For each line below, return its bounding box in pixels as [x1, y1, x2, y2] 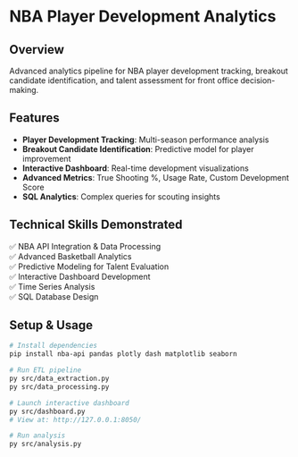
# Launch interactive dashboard [9, 398, 129, 408]
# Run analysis [9, 431, 66, 440]
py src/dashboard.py [9, 407, 87, 416]
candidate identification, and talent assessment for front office [9, 75, 239, 86]
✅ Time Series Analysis [9, 281, 95, 292]
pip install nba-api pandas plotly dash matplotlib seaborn [9, 350, 238, 359]
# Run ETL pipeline [9, 366, 82, 375]
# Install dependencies [9, 342, 98, 351]
